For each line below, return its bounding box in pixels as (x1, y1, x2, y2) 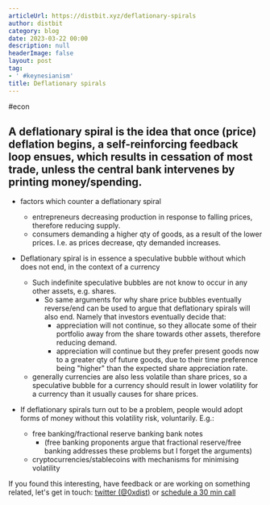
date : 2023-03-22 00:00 (8, 34, 89, 43)
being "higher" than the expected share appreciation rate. (56, 364, 248, 374)
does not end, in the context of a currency (19, 262, 160, 272)
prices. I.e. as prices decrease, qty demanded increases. (31, 238, 222, 248)
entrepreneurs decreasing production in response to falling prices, (31, 212, 253, 222)
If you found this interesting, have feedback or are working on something (8, 479, 251, 489)
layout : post (8, 57, 52, 65)
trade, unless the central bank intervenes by (8, 162, 235, 176)
